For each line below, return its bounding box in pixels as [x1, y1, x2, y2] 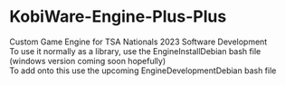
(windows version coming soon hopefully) [9, 55, 166, 66]
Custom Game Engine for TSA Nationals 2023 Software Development [9, 36, 268, 47]
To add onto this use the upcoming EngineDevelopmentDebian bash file [9, 65, 277, 76]
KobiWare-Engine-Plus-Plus [9, 6, 227, 27]
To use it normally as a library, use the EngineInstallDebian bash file [9, 45, 261, 56]
